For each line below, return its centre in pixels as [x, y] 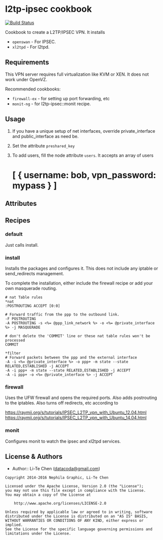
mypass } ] [35, 185]
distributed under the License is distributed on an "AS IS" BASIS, [77, 516]
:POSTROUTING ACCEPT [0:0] [33, 306]
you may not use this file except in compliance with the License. [76, 490]
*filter [13, 353]
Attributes [21, 204]
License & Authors [34, 457]
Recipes [18, 220]
